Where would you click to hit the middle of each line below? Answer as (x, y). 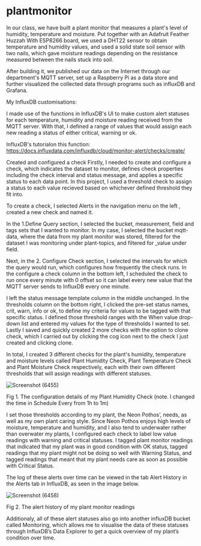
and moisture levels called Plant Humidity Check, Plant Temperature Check (99, 361)
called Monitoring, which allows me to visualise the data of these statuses (97, 525)
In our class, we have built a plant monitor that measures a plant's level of (97, 28)
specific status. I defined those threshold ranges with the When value (92, 317)
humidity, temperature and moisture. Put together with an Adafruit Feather (98, 34)
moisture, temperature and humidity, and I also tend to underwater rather (96, 427)
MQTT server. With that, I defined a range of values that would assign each (99, 126)
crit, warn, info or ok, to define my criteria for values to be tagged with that (98, 311)
